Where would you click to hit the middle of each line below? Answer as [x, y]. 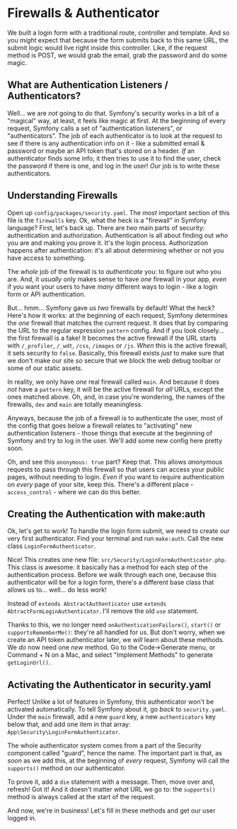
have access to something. [47, 258]
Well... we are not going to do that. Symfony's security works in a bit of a [113, 113]
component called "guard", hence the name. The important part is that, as [115, 753]
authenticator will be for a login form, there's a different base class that [111, 583]
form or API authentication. [47, 294]
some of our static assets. [45, 368]
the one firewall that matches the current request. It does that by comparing [118, 323]
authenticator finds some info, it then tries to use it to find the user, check [114, 158]
